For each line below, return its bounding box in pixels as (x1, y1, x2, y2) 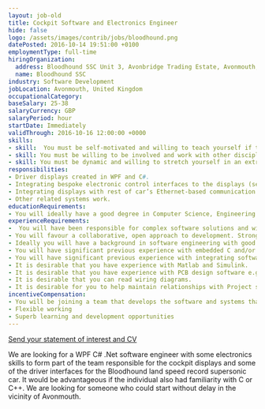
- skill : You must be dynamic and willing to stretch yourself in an (8, 159, 242, 167)
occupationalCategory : (8, 92, 83, 100)
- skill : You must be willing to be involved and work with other (8, 151, 231, 159)
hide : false (8, 26, 47, 34)
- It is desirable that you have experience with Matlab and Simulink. (8, 261, 248, 269)
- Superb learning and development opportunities (8, 313, 175, 321)
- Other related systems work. (8, 195, 111, 203)
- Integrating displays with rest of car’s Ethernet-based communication (8, 187, 256, 196)
